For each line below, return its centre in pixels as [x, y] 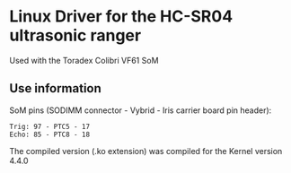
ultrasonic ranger [75, 35]
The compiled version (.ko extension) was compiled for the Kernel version [146, 151]
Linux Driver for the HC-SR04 [121, 17]
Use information [55, 88]
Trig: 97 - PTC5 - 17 [50, 126]
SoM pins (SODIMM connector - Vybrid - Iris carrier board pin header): [141, 110]
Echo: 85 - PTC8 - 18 [50, 134]
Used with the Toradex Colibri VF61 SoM [84, 60]
